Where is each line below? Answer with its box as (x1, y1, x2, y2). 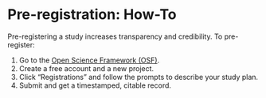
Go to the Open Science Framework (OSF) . (18, 55, 160, 65)
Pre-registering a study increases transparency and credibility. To (7, 32, 223, 41)
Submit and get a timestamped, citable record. (18, 81, 172, 90)
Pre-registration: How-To (7, 6, 177, 24)
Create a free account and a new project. (18, 63, 155, 73)
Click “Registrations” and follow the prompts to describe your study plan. (18, 72, 259, 81)
